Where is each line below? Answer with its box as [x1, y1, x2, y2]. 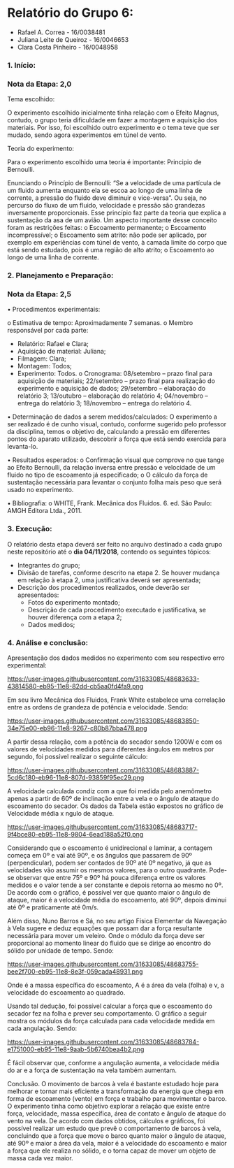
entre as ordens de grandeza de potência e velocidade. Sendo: [7, 702, 189, 711]
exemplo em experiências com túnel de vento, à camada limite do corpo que [7, 238, 227, 247]
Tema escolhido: [7, 95, 55, 103]
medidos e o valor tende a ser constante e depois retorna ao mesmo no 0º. [7, 881, 224, 889]
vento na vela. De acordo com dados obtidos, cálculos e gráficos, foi [7, 1116, 205, 1125]
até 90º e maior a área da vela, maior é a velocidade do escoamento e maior [7, 1139, 227, 1147]
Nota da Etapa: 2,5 [7, 289, 72, 298]
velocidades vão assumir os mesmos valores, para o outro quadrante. [7, 865, 208, 874]
